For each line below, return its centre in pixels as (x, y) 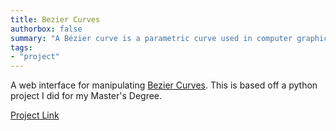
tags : (21, 47)
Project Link (35, 115)
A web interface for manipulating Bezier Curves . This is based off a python (164, 85)
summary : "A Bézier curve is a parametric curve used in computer (151, 38)
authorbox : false (46, 29)
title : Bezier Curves (55, 19)
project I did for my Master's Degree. (86, 96)
